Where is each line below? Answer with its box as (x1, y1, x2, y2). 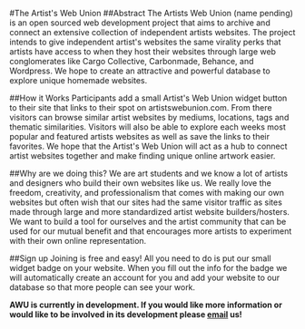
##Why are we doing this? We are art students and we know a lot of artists (9, 168, 289, 179)
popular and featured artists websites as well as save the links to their (9, 131, 271, 141)
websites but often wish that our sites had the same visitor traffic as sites (9, 197, 283, 208)
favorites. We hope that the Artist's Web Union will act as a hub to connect (9, 140, 288, 151)
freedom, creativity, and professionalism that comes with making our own (9, 188, 284, 198)
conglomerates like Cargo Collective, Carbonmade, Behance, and (9, 56, 254, 66)
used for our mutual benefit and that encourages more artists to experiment (9, 226, 292, 237)
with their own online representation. (9, 236, 147, 246)
